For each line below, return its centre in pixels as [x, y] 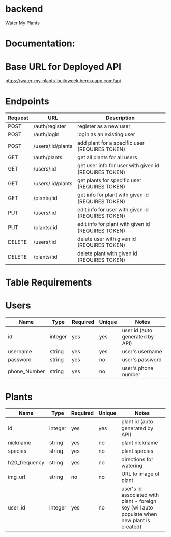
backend [24, 9]
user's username [142, 352]
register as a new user [104, 126]
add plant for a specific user [111, 143]
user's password [142, 360]
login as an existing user [106, 134]
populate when [139, 514]
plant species [137, 451]
